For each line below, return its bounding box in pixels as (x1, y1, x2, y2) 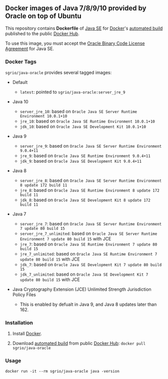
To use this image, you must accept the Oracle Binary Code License (5, 40, 145, 46)
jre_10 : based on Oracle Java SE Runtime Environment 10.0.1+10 (19, 118, 155, 124)
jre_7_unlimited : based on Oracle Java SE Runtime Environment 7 (19, 251, 157, 257)
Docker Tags (5, 58, 36, 65)
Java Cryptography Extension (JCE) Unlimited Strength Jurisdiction (12, 286, 151, 293)
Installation (5, 319, 33, 326)
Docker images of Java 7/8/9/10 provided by (5, 4, 146, 13)
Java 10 (12, 99, 28, 105)
